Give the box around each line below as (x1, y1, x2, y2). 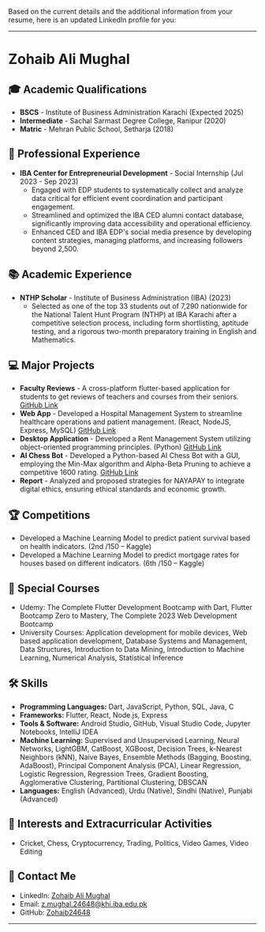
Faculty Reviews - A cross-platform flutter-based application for (19, 384, 230, 393)
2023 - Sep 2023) (19, 176, 79, 186)
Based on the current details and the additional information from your (8, 7, 233, 16)
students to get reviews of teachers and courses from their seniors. (19, 392, 239, 402)
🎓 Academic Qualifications (8, 82, 147, 96)
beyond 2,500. (31, 244, 79, 253)
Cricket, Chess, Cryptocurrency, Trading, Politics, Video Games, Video (19, 838, 249, 847)
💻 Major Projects (8, 359, 95, 373)
